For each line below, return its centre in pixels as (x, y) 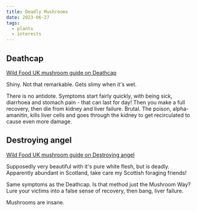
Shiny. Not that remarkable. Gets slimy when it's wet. (71, 84)
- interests (27, 34)
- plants (23, 28)
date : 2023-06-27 (28, 17)
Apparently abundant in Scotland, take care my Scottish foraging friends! (96, 173)
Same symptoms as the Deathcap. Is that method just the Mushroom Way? (98, 184)
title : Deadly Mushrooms (37, 12)
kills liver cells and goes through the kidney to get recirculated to (110, 115)
